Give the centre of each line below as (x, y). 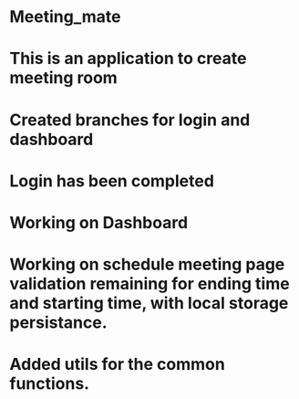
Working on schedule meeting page (147, 264)
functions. (49, 384)
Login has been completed (112, 181)
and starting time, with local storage (149, 304)
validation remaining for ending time (149, 284)
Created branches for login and (130, 120)
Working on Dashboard (99, 222)
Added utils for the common (117, 365)
